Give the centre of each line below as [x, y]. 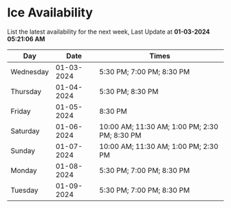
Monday [24, 170]
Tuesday [24, 190]
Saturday [25, 130]
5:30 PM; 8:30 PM [129, 91]
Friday [21, 111]
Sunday [23, 150]
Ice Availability [50, 13]
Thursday [26, 91]
